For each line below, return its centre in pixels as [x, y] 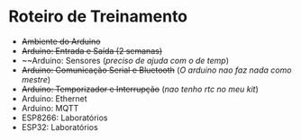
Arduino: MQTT [50, 108]
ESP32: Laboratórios [59, 127]
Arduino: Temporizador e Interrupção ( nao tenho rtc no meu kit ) [140, 89]
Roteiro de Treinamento [98, 17]
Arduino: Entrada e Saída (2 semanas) [92, 50]
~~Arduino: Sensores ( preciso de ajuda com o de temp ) [125, 60]
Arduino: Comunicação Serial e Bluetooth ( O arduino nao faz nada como [156, 70]
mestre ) [36, 79]
